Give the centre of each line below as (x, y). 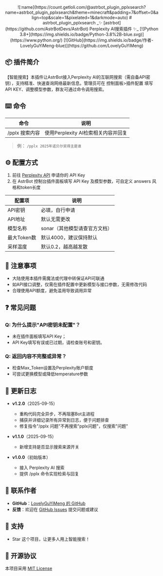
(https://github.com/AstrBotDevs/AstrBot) (47, 29)
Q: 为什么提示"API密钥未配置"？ (43, 325)
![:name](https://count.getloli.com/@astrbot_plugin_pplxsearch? (82, 7)
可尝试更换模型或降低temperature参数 (50, 374)
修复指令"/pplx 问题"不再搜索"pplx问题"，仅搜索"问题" (74, 426)
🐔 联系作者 (21, 491)
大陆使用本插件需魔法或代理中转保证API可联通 (58, 278)
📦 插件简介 (22, 62)
